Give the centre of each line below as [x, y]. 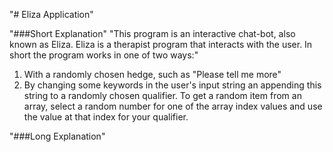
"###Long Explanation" [57, 136]
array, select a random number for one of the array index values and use [173, 106]
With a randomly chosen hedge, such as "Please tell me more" [152, 74]
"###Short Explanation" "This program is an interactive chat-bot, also [152, 33]
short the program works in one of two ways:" [104, 55]
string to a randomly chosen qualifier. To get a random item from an [162, 95]
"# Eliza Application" [51, 14]
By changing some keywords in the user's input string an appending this [172, 85]
